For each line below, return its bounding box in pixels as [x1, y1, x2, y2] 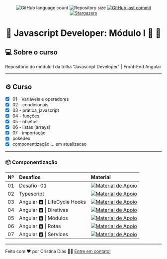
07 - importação [12, 130, 46, 136]
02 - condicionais [12, 101, 49, 107]
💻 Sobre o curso [5, 48, 58, 56]
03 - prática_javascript [12, 107, 60, 113]
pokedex [12, 135, 31, 142]
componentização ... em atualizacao [12, 141, 87, 147]
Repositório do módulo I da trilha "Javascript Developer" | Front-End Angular [5, 64, 162, 69]
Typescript [19, 190, 44, 197]
